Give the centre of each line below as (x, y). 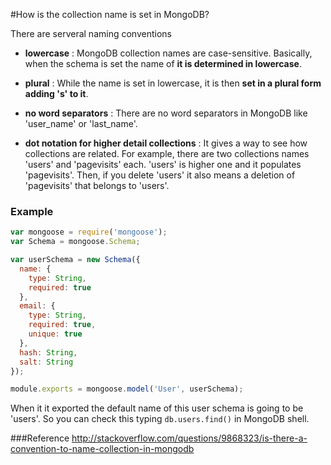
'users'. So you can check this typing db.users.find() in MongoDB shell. (160, 419)
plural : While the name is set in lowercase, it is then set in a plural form (173, 83)
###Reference (40, 438)
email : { (37, 306)
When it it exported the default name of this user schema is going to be (157, 408)
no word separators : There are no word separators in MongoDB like (166, 113)
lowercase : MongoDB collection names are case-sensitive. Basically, (168, 53)
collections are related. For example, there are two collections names (167, 153)
